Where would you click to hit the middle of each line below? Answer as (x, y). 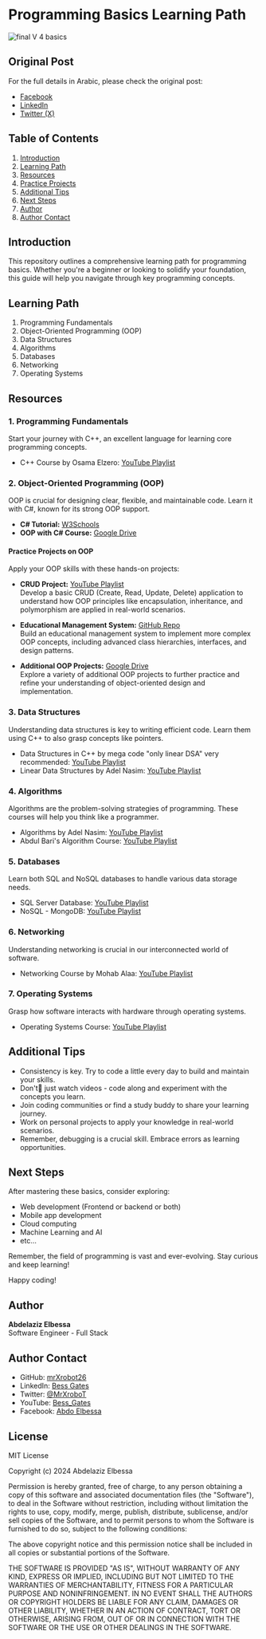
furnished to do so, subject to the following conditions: (98, 1528)
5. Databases (34, 861)
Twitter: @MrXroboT (53, 1394)
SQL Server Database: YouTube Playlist (84, 903)
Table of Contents (54, 138)
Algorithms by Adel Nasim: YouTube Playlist (91, 832)
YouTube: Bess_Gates (55, 1403)
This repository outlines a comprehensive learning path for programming (127, 262)
